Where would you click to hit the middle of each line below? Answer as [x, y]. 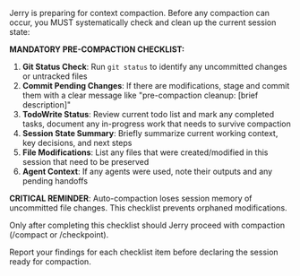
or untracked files [55, 76]
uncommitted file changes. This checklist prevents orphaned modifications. [149, 208]
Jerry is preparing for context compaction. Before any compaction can [140, 13]
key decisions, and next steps [77, 143]
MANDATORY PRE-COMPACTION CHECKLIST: [97, 49]
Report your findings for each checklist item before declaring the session [144, 252]
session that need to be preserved [86, 162]
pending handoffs [55, 181]
